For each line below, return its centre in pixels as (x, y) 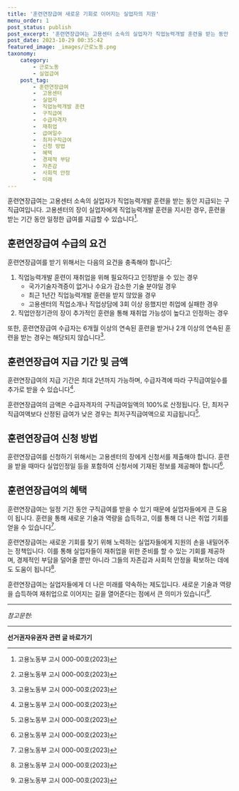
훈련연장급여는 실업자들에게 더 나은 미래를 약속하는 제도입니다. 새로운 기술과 (113, 584)
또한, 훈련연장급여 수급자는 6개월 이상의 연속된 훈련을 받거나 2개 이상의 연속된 (116, 328)
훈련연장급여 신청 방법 (53, 438)
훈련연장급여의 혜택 (47, 491)
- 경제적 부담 (52, 160)
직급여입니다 (25, 209)
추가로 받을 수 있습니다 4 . (42, 389)
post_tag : (35, 80)
